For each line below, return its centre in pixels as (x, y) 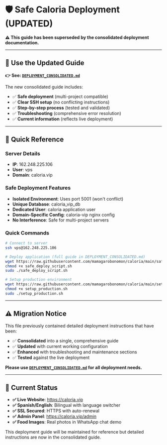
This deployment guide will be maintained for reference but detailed (75, 432)
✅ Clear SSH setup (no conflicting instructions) (61, 102)
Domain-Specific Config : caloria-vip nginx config (64, 215)
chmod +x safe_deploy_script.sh (39, 266)
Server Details (23, 154)
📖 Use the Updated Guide (45, 63)
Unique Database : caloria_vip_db (46, 204)
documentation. (22, 42)
